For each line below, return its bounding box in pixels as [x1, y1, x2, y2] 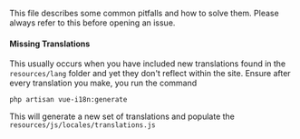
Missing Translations [9, 38, 91, 49]
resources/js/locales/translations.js [9, 121, 156, 130]
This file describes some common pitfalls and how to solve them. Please [9, 8, 279, 18]
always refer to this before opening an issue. [9, 17, 176, 28]
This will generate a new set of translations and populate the [9, 111, 236, 122]
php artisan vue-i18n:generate [9, 95, 128, 104]
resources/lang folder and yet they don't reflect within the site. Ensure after [9, 68, 292, 79]
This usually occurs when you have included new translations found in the [9, 58, 286, 69]
